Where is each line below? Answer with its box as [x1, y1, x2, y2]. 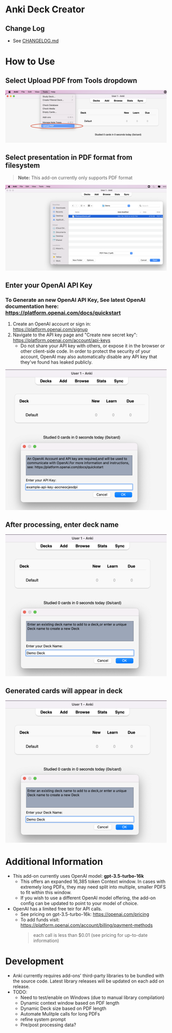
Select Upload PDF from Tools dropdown [5, 76, 137, 85]
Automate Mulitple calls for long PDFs [20, 1010, 100, 1017]
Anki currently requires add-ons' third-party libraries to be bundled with [12, 972, 165, 978]
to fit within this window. [20, 889, 72, 895]
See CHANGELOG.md [12, 38, 59, 44]
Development [5, 955, 64, 967]
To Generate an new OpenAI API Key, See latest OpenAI [5, 296, 146, 303]
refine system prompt [20, 1016, 66, 1022]
